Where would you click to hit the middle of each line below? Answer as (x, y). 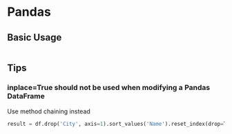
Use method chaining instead (49, 111)
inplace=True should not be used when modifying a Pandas (109, 88)
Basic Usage (35, 37)
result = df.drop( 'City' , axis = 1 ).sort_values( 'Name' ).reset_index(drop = (116, 124)
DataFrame (26, 96)
